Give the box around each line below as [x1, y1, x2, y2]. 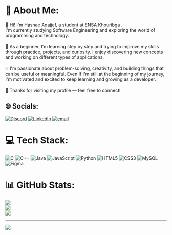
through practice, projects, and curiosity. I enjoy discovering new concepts [5, 49, 163, 55]
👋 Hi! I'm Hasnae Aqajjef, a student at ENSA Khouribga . [5, 22, 123, 28]
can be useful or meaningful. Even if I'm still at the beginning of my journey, [5, 71, 165, 77]
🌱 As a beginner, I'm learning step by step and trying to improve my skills [5, 43, 159, 49]
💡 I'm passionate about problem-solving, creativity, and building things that [5, 65, 164, 71]
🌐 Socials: [5, 102, 39, 111]
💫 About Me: [5, 5, 59, 16]
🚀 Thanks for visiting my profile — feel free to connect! [5, 87, 121, 93]
